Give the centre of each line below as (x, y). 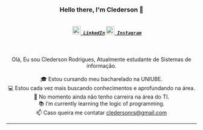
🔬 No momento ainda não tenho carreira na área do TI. (101, 97)
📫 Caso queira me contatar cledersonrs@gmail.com (101, 112)
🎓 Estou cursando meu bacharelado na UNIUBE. (101, 79)
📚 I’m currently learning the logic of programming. (101, 103)
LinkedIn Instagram (112, 33)
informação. (101, 65)
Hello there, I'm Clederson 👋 (101, 10)
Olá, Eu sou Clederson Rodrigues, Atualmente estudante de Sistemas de (101, 59)
